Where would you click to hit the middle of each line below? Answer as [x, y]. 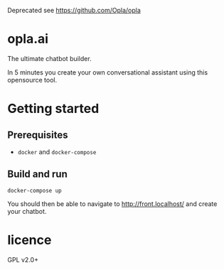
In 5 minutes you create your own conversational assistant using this [108, 72]
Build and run [37, 174]
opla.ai [28, 39]
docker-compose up [34, 190]
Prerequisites [38, 135]
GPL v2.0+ [23, 259]
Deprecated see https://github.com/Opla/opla [74, 10]
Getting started [53, 109]
